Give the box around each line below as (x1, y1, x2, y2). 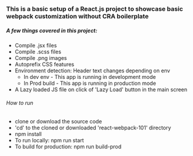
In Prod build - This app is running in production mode (23, 79, 156, 87)
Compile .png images (14, 54, 67, 61)
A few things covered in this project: (6, 27, 98, 34)
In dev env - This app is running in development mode (23, 73, 156, 80)
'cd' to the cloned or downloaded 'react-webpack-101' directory (14, 124, 171, 132)
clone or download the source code (14, 118, 102, 125)
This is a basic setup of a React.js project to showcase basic (6, 5, 183, 13)
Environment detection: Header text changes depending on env (14, 67, 170, 74)
